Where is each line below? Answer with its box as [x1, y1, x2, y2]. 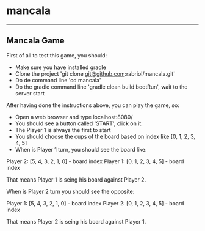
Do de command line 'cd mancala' [15, 76, 101, 84]
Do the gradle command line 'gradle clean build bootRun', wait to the [15, 83, 188, 90]
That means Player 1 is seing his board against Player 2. [6, 175, 146, 183]
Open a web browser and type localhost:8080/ [15, 113, 133, 120]
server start [15, 89, 45, 97]
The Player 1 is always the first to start [15, 126, 111, 133]
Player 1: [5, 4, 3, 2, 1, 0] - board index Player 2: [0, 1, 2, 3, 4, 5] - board [6, 199, 184, 207]
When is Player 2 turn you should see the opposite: [6, 188, 135, 195]
